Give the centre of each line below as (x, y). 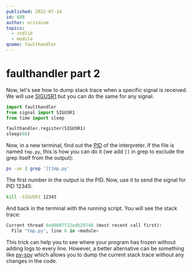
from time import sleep (35, 118)
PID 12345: (19, 186)
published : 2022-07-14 (34, 11)
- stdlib (22, 34)
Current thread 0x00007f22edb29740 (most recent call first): (84, 225)
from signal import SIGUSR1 (41, 113)
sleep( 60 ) (18, 134)
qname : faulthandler (32, 45)
